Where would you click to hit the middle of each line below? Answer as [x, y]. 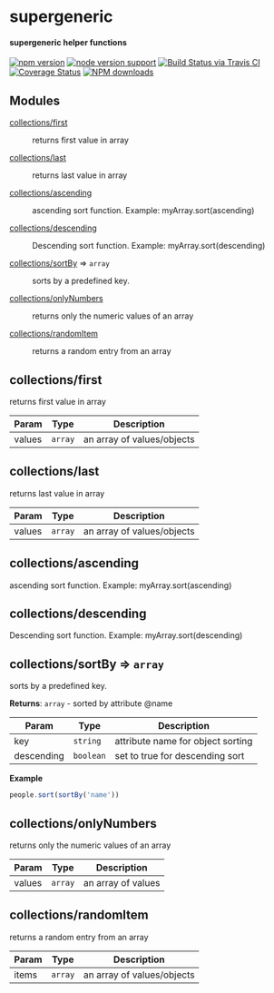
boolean [89, 756]
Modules [35, 100]
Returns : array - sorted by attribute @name [91, 703]
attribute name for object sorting [184, 742]
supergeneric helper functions [68, 42]
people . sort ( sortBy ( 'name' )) [64, 795]
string [87, 741]
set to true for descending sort [180, 756]
